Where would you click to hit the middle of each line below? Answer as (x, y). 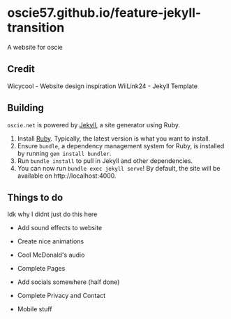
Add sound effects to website (60, 228)
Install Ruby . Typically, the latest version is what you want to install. (114, 139)
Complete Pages (41, 269)
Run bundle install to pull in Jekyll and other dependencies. (105, 161)
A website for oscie (35, 47)
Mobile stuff (35, 309)
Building (25, 108)
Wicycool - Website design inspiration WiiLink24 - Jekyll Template (102, 86)
